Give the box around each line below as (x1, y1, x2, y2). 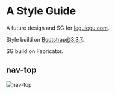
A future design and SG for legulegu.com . (6, 24, 110, 31)
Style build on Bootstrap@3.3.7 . (6, 36, 84, 43)
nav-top (6, 65, 37, 75)
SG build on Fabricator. (6, 47, 63, 55)
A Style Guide (6, 4, 76, 18)
